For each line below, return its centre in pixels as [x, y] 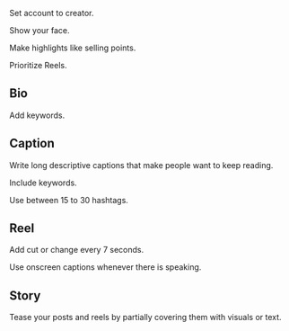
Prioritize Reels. [38, 65]
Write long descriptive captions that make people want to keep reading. [141, 165]
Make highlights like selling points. [73, 48]
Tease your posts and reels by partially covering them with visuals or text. [145, 318]
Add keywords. [37, 115]
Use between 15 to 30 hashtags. [69, 200]
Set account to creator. [52, 13]
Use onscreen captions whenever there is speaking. [105, 267]
